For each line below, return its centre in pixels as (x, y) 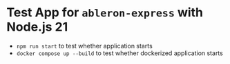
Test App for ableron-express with (105, 13)
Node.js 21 (37, 27)
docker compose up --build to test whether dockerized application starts (120, 53)
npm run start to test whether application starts (84, 46)
